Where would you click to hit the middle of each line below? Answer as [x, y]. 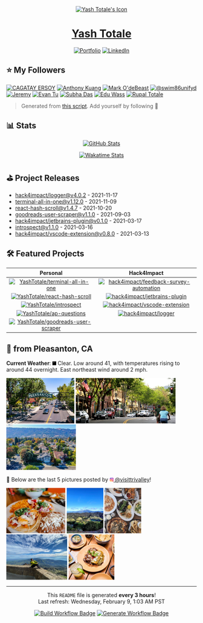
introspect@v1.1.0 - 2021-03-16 [54, 227]
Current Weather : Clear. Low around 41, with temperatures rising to [93, 363]
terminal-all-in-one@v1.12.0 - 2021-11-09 [66, 202]
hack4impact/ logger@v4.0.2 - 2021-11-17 [66, 195]
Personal [51, 273]
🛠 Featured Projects [45, 253]
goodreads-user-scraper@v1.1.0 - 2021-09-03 [73, 215]
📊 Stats [21, 126]
